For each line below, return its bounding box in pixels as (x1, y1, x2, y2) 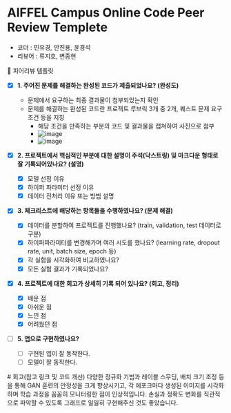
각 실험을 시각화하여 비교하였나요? (27, 256, 119, 264)
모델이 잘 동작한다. (27, 358, 78, 366)
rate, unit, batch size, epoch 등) (27, 247, 117, 256)
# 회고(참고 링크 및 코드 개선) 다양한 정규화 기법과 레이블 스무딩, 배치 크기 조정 (7, 373, 217, 381)
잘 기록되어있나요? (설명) (17, 160, 84, 169)
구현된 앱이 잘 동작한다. (27, 349, 91, 357)
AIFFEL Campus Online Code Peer (7, 5, 205, 21)
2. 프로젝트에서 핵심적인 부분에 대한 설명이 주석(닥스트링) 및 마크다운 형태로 (17, 151, 219, 160)
